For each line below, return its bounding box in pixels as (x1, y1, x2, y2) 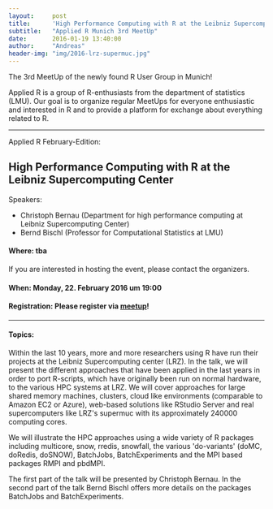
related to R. (8, 114, 50, 123)
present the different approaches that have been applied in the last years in (8, 365, 260, 375)
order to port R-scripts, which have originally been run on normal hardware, (8, 374, 262, 384)
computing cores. (8, 417, 67, 427)
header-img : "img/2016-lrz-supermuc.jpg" (8, 50, 151, 58)
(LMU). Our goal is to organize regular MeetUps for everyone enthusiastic (8, 97, 255, 106)
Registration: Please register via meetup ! (8, 301, 149, 311)
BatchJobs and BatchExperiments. (8, 492, 124, 502)
